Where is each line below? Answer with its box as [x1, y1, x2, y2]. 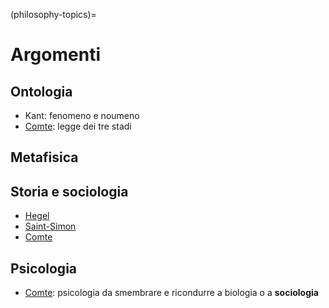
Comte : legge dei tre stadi [24, 120, 132, 132]
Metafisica [10, 149, 79, 166]
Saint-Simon [24, 220, 77, 233]
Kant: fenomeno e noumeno [24, 110, 140, 121]
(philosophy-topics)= [10, 9, 97, 20]
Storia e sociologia [10, 183, 129, 200]
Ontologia [10, 83, 73, 100]
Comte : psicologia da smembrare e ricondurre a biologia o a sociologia [24, 287, 319, 299]
